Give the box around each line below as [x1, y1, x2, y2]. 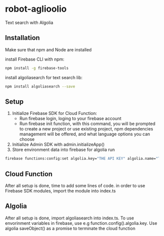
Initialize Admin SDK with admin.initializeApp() [12, 142, 105, 148]
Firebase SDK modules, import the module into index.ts [5, 188, 116, 193]
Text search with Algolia [5, 20, 54, 25]
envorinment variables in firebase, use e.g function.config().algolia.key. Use [5, 220, 158, 226]
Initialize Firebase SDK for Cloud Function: [12, 110, 97, 116]
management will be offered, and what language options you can [19, 131, 150, 137]
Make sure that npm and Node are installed [5, 46, 92, 52]
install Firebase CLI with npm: [5, 56, 64, 62]
